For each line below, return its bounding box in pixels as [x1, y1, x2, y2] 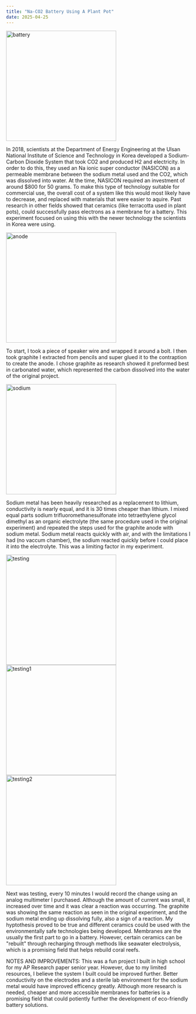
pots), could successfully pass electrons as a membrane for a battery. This [6, 208, 187, 215]
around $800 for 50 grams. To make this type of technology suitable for [6, 183, 180, 190]
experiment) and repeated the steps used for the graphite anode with [6, 524, 173, 531]
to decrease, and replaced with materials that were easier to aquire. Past [6, 195, 182, 203]
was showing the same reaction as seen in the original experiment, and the [6, 909, 187, 916]
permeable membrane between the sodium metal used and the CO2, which [6, 170, 188, 178]
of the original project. [6, 372, 60, 379]
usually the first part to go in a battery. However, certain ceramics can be [6, 933, 183, 941]
